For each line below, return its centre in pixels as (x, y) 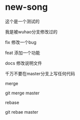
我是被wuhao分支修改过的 (31, 31)
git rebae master (22, 112)
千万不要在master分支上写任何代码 (40, 73)
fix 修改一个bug (21, 42)
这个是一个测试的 (22, 21)
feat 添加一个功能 (23, 53)
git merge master (23, 93)
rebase (12, 102)
